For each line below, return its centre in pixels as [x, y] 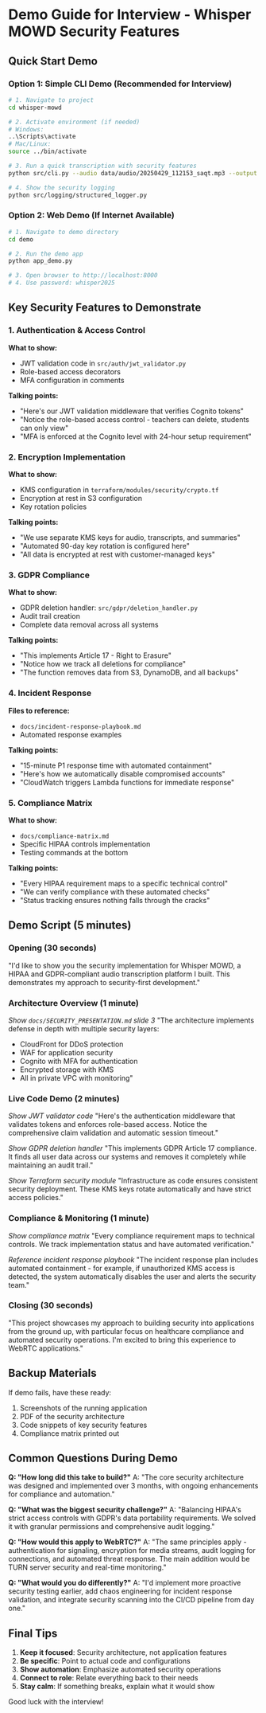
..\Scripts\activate [42, 137]
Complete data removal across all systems [89, 625]
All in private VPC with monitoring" [76, 1077]
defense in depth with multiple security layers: [84, 1028]
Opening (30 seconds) [52, 948]
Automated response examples [71, 734]
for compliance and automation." [62, 1494]
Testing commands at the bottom [74, 852]
